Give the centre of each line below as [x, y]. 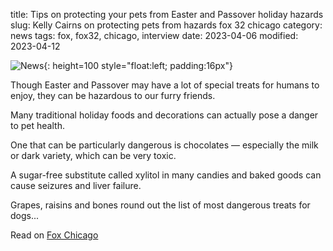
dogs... [25, 215]
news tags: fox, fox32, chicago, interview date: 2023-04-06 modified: [154, 35]
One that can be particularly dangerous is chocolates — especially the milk [164, 145]
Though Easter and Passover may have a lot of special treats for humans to [165, 85]
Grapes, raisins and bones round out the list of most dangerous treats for [160, 205]
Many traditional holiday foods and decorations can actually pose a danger [164, 115]
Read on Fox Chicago [54, 235]
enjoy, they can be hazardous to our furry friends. [113, 95]
